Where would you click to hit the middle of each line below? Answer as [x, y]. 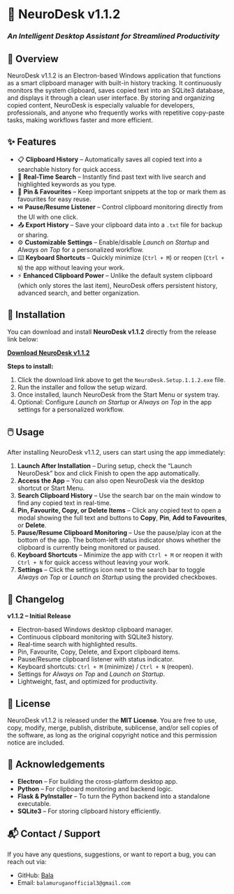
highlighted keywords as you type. [67, 184]
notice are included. [36, 742]
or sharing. [33, 235]
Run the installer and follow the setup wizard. [82, 387]
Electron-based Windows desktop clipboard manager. [95, 630]
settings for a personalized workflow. [71, 409]
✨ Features [32, 142]
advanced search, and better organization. [79, 293]
